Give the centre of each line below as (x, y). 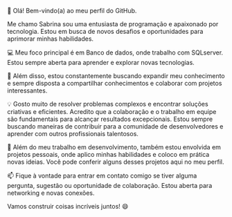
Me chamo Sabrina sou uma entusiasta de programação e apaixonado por (113, 24)
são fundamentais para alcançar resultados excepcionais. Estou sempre (110, 119)
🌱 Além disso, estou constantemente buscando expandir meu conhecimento (116, 76)
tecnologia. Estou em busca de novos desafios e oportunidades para (105, 31)
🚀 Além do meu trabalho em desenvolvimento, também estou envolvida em (114, 147)
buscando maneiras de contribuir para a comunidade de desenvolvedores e (115, 126)
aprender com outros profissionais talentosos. (73, 134)
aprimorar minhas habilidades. (51, 39)
